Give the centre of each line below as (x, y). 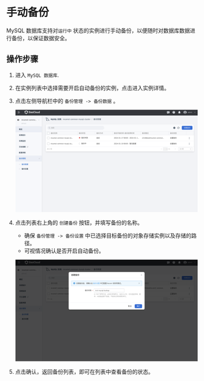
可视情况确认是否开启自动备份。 (64, 251)
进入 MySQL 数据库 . (37, 75)
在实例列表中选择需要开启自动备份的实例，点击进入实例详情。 (92, 88)
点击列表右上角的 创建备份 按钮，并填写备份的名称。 (79, 222)
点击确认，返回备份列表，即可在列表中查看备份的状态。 (84, 371)
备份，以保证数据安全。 (41, 38)
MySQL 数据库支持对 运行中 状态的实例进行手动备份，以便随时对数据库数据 (98, 30)
